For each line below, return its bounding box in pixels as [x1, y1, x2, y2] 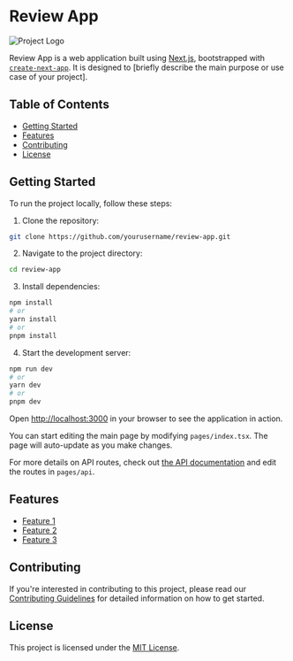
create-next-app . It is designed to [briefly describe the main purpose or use [9, 62, 284, 73]
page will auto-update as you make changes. [9, 440, 173, 450]
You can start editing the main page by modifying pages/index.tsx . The [9, 431, 268, 442]
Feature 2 [21, 525, 57, 535]
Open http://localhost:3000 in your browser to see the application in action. [9, 413, 283, 424]
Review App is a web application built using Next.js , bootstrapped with [9, 52, 266, 63]
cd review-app [9, 265, 62, 274]
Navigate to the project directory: [21, 248, 143, 258]
